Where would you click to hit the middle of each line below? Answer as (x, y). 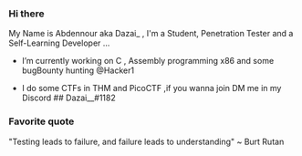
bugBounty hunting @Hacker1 (78, 70)
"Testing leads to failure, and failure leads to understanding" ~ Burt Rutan (146, 141)
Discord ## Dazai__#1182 (68, 98)
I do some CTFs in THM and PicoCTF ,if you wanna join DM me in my (151, 88)
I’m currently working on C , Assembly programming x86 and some (148, 61)
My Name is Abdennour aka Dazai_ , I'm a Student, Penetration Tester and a (151, 34)
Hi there (26, 14)
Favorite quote (42, 121)
